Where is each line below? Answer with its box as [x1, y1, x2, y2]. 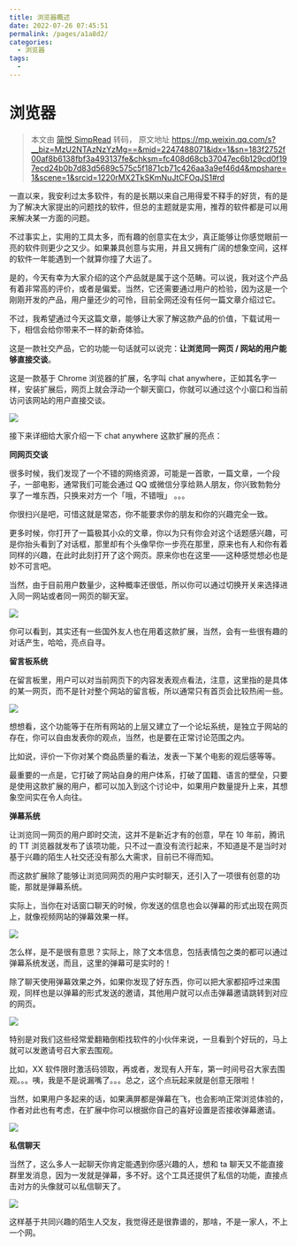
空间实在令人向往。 [16, 791, 87, 802]
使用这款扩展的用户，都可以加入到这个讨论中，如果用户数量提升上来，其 [16, 780, 280, 791]
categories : [9, 37, 53, 47]
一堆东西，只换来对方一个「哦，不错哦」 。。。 [24, 490, 190, 501]
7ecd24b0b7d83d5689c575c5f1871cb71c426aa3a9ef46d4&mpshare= [30, 163, 287, 173]
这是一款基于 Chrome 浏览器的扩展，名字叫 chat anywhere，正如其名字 [9, 372, 270, 383]
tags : [9, 54, 29, 63]
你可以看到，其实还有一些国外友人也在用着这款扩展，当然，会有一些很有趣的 [9, 625, 288, 637]
